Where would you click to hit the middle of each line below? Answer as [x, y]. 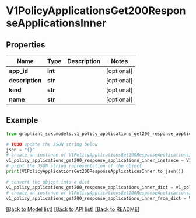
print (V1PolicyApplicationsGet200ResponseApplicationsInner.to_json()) [95, 172]
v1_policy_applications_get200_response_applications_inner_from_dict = [96, 198]
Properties [26, 45]
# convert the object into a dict [48, 182]
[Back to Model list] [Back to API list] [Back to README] [73, 209]
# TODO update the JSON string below [52, 144]
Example [22, 120]
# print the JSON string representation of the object [74, 166]
